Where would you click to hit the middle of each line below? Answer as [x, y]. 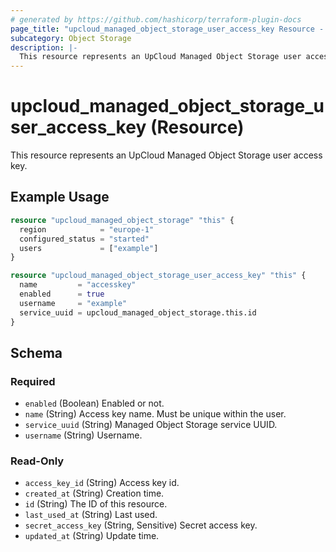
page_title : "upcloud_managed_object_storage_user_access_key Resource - [167, 29]
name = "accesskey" [78, 285]
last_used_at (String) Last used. [91, 515]
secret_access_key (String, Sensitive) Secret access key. [141, 525]
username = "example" [73, 303]
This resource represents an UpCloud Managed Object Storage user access [166, 155]
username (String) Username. [83, 435]
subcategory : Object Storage [71, 38]
